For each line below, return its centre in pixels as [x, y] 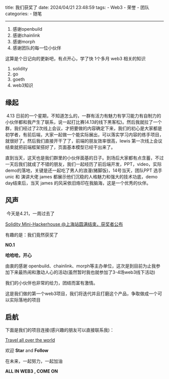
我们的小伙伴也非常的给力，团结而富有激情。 [52, 282]
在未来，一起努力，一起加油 [34, 361]
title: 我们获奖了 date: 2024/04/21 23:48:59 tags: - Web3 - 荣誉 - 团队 [77, 7]
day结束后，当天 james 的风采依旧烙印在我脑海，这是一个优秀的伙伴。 [78, 183]
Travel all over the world [30, 340]
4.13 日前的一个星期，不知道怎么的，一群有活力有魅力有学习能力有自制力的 [84, 116]
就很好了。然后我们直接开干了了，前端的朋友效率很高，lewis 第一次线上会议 [84, 141]
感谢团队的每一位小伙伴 [37, 48]
